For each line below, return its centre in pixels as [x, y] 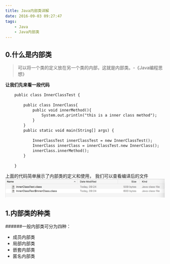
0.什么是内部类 [29, 54]
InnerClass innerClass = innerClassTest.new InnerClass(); [96, 145]
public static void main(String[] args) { [69, 130]
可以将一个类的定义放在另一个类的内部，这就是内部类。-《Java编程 [88, 67]
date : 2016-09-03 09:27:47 [34, 16]
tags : [11, 21]
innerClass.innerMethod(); [61, 150]
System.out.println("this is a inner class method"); [99, 115]
